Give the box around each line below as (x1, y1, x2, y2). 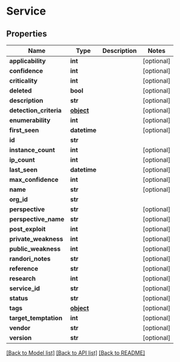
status (9, 294, 28, 302)
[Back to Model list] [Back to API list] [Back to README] (6, 349, 145, 357)
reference (9, 265, 38, 273)
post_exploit (9, 225, 46, 233)
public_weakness (9, 245, 61, 253)
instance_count (9, 146, 56, 154)
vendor (9, 324, 31, 332)
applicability (9, 57, 46, 65)
